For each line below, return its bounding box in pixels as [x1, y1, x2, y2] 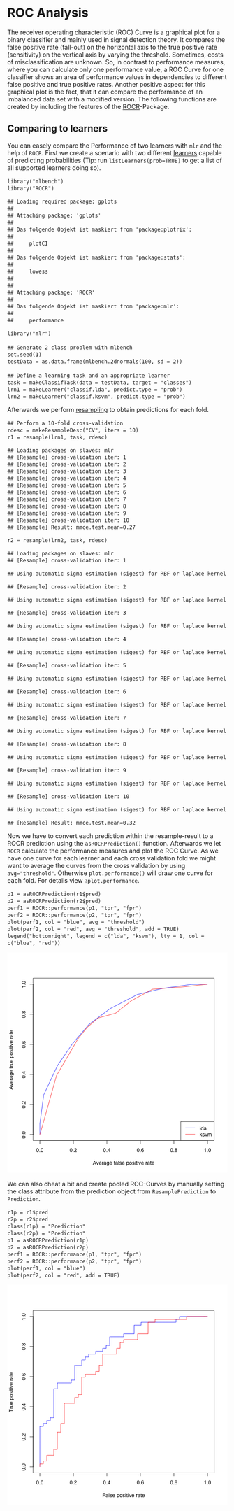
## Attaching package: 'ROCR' [7, 289, 96, 296]
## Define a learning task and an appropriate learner [7, 372, 170, 379]
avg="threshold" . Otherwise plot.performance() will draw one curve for [7, 869, 213, 877]
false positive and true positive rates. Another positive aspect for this [7, 80, 205, 88]
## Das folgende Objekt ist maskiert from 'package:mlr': [7, 303, 180, 310]
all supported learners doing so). [7, 163, 101, 172]
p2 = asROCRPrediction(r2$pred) [7, 898, 101, 905]
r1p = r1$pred [7, 1209, 49, 1216]
